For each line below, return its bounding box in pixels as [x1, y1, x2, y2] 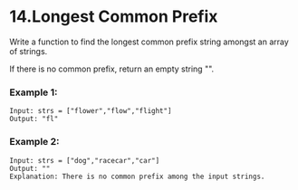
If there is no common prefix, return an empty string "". [9, 63, 215, 74]
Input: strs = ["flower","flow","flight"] [9, 107, 172, 116]
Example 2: [9, 136, 60, 148]
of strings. [9, 45, 48, 56]
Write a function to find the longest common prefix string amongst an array [9, 36, 290, 47]
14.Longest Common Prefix [9, 6, 218, 27]
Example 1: [9, 86, 58, 99]
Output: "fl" [9, 115, 59, 124]
